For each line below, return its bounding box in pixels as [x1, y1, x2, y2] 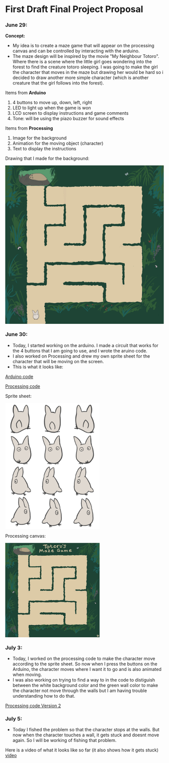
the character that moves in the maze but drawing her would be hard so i [12, 69, 163, 75]
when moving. [12, 671, 42, 677]
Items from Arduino [5, 90, 46, 96]
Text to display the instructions [12, 146, 76, 152]
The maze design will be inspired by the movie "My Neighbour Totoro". [12, 53, 159, 59]
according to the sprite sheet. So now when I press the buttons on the [12, 661, 157, 667]
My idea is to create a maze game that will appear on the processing [12, 43, 154, 49]
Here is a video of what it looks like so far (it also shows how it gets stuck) [5, 747, 159, 753]
